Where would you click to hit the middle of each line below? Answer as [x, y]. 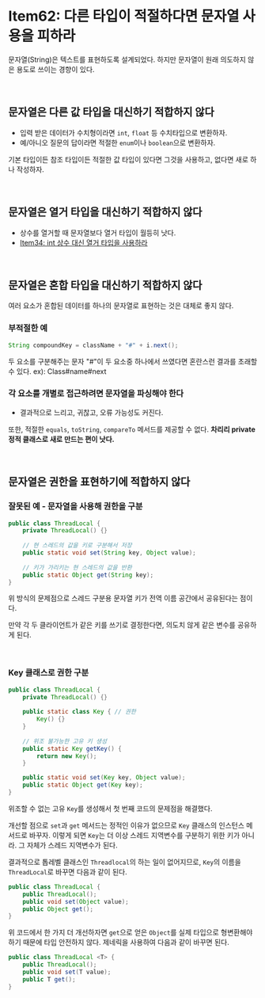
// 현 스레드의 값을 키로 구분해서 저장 [78, 546]
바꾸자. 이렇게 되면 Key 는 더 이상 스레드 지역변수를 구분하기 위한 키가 [134, 835]
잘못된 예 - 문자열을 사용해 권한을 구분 [76, 506]
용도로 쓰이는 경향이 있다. [55, 69]
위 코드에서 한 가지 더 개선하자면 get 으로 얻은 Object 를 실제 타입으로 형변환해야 [131, 932]
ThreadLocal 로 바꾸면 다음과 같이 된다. [68, 871]
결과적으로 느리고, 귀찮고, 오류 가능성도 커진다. [91, 412]
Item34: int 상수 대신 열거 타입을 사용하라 [83, 242]
